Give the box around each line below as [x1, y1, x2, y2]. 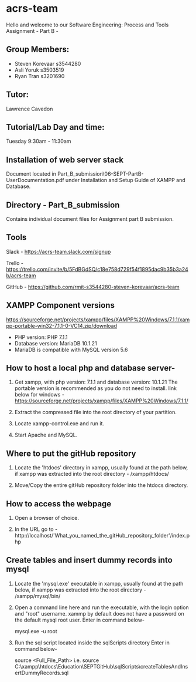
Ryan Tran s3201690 [14, 72, 65, 79]
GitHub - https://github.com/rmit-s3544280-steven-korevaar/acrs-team [6, 283, 180, 290]
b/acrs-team [6, 272, 36, 279]
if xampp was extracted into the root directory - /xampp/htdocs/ [14, 471, 169, 478]
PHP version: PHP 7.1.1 [14, 334, 68, 341]
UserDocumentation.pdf [6, 177, 64, 184]
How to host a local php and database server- [6, 363, 176, 373]
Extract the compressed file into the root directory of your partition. [14, 409, 177, 416]
